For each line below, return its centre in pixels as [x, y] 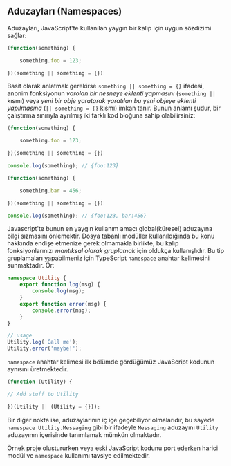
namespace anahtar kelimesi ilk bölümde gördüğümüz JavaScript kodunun [111, 362]
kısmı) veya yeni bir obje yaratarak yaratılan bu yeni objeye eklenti [102, 101]
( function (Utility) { [40, 382]
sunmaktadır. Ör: [31, 265]
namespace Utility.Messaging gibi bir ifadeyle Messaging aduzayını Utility [113, 427]
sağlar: [17, 35]
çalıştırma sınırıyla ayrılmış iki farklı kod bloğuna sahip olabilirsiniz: [101, 115]
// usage [20, 336]
